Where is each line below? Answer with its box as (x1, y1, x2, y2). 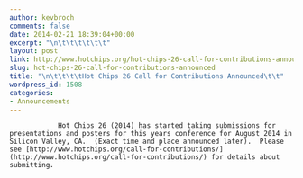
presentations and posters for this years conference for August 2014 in (9, 129, 293, 138)
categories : (9, 88, 54, 97)
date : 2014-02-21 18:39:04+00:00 (9, 30, 135, 39)
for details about (210, 153, 280, 162)
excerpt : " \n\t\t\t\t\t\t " (9, 38, 111, 48)
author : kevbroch (9, 13, 75, 22)
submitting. (9, 161, 54, 170)
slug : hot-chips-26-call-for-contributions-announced (9, 64, 216, 73)
